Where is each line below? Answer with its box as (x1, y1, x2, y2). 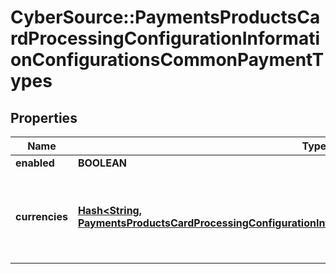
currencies (15, 210, 68, 223)
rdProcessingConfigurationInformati (10, 27, 321, 50)
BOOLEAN (77, 156, 128, 170)
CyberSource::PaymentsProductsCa (10, 6, 321, 29)
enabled (15, 156, 55, 170)
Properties (10, 109, 78, 126)
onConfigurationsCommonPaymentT (10, 49, 325, 71)
